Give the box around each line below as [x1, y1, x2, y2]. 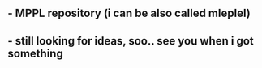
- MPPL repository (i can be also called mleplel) [7, 6, 251, 20]
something [7, 46, 64, 60]
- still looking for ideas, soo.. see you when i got [7, 34, 254, 48]
